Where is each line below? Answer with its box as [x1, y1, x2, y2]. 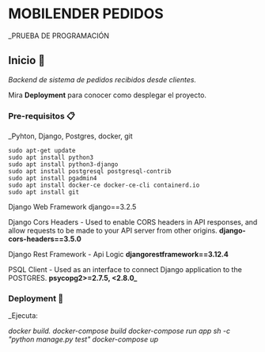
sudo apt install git [8, 188, 80, 196]
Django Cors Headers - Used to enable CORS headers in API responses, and [8, 218, 258, 227]
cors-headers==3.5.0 [8, 234, 81, 244]
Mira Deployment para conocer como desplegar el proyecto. [8, 90, 207, 100]
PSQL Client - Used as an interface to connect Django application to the [8, 265, 243, 274]
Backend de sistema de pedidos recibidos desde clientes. [8, 74, 196, 84]
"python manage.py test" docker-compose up [8, 335, 159, 344]
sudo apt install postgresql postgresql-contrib [8, 168, 172, 176]
